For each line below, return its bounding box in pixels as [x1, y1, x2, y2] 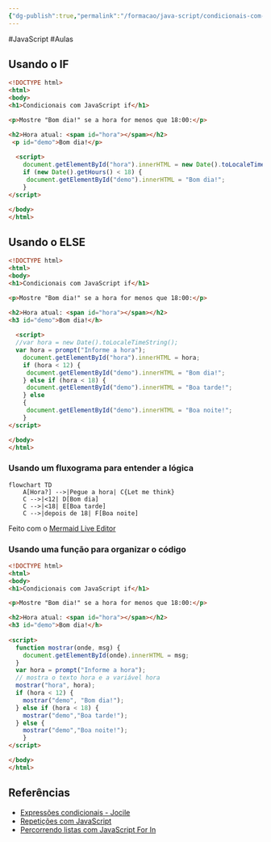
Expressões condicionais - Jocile [19, 807, 131, 817]
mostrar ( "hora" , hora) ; [15, 681, 95, 690]
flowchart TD [8, 480, 52, 489]
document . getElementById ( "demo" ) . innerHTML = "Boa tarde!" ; [26, 383, 232, 392]
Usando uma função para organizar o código [8, 544, 187, 555]
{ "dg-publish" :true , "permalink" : [8, 11, 121, 20]
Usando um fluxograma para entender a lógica [8, 463, 194, 474]
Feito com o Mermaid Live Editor [8, 523, 116, 533]
